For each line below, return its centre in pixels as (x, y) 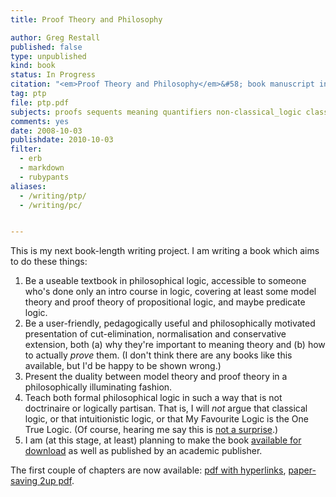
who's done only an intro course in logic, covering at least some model (170, 292)
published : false (46, 47)
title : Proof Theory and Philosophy (86, 19)
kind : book (33, 66)
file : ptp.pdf (40, 102)
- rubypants (44, 177)
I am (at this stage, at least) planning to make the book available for (163, 440)
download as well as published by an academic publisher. (143, 451)
